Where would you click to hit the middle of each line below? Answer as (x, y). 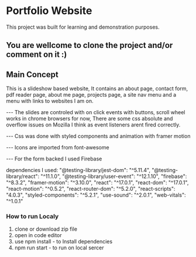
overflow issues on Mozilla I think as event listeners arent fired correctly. (93, 125)
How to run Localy (32, 217)
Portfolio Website (49, 11)
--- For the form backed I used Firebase (54, 159)
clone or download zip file (46, 229)
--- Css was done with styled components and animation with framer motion (98, 136)
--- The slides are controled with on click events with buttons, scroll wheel (96, 112)
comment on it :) (37, 55)
